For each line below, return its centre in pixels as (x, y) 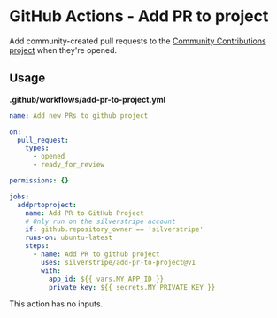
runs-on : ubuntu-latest (69, 238)
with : (51, 271)
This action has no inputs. (56, 304)
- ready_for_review (68, 165)
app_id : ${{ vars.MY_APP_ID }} (106, 279)
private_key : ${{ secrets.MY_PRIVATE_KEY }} (132, 287)
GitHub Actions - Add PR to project (139, 16)
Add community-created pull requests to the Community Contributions (138, 41)
